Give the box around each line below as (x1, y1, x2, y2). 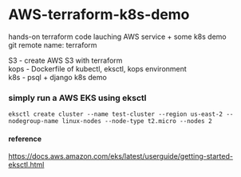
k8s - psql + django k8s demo (8, 72, 108, 82)
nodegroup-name (8, 117, 59, 125)
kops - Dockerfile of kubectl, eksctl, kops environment (8, 63, 188, 73)
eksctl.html (8, 160, 45, 170)
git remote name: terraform (8, 40, 97, 49)
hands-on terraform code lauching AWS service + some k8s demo (8, 32, 227, 41)
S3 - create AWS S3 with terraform (8, 56, 123, 65)
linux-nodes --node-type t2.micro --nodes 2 (61, 117, 213, 125)
